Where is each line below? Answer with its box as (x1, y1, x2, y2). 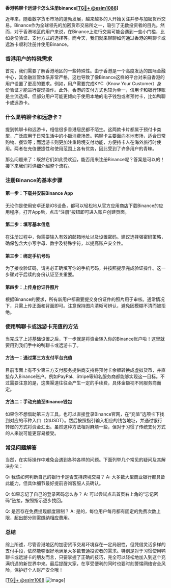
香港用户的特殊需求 (5, 55, 52, 62)
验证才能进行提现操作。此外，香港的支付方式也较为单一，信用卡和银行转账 (9, 87, 166, 93)
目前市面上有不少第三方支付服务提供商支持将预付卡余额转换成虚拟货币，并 (5, 367, 161, 373)
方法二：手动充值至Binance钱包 (5, 399, 72, 405)
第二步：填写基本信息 (5, 221, 50, 227)
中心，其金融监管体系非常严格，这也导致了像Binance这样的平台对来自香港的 (5, 74, 165, 81)
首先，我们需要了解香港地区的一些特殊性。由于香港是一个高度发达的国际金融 (5, 68, 166, 74)
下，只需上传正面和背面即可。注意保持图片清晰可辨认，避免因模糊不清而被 (5, 303, 161, 309)
